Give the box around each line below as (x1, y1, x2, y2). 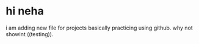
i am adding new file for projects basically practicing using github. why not (5, 24, 193, 31)
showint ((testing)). (5, 30, 54, 37)
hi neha (5, 4, 44, 18)
